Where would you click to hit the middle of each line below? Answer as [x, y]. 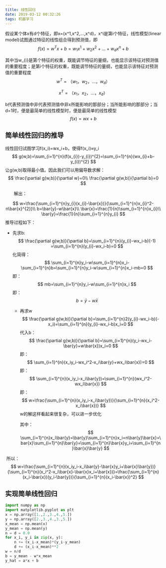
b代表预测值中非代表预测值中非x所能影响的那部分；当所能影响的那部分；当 [82, 104]
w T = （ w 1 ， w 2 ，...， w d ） [83, 81]
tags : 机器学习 [19, 19]
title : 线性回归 [20, 10]
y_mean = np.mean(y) [27, 528]
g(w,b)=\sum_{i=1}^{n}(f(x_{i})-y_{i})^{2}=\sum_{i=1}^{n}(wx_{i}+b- [87, 156]
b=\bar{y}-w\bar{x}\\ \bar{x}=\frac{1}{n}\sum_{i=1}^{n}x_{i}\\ [99, 208]
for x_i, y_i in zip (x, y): [34, 538]
